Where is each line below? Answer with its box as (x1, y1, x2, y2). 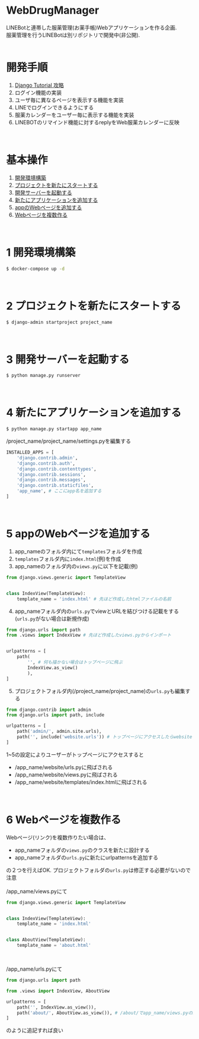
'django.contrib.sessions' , (17, 471, 86, 477)
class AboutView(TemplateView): (6, 937, 86, 943)
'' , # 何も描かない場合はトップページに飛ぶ (27, 659, 123, 665)
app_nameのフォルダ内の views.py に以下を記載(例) (14, 562, 138, 569)
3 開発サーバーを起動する (6, 352, 130, 366)
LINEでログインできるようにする (14, 103, 94, 111)
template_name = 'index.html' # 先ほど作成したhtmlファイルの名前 (17, 596, 172, 602)
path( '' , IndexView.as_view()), (17, 1004, 97, 1010)
